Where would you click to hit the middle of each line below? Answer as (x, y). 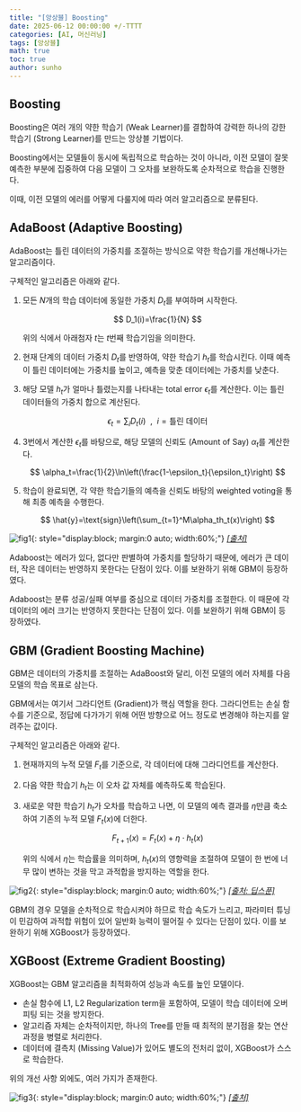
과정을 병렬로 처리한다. (62, 1036)
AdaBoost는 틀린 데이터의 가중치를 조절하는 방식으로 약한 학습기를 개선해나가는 (148, 250)
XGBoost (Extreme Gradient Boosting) (118, 961)
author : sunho (36, 68)
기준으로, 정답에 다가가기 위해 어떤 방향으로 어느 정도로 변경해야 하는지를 (153, 715)
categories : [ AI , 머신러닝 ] (58, 34)
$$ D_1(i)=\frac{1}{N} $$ (158, 319)
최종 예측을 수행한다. (68, 502)
